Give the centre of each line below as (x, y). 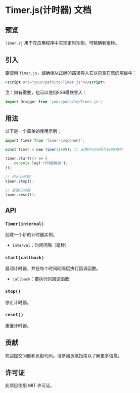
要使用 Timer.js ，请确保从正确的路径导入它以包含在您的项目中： (71, 73)
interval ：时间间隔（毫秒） (41, 245)
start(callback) (25, 257)
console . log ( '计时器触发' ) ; (41, 163)
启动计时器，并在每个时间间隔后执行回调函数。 (53, 269)
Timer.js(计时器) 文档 (48, 10)
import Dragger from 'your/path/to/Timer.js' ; (54, 102)
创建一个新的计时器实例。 (31, 234)
